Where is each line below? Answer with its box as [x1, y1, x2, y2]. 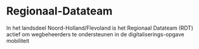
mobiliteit [6, 37, 29, 44]
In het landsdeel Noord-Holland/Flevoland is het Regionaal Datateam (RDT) [6, 24, 194, 31]
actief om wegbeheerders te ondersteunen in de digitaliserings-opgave [6, 30, 184, 38]
